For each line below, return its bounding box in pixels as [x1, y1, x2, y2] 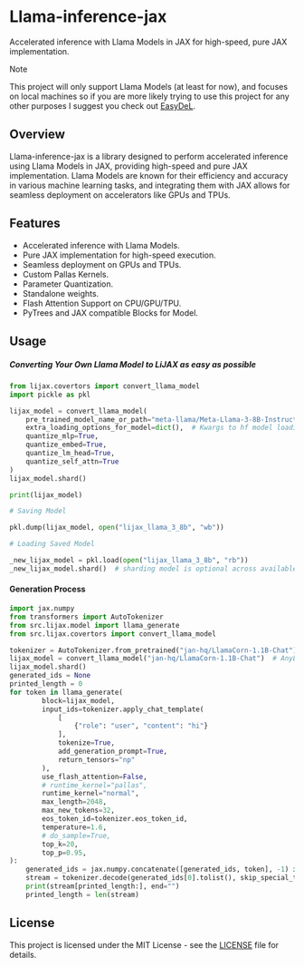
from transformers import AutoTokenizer [9, 612, 165, 621]
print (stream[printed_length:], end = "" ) [25, 882, 180, 891]
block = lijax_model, [42, 696, 116, 705]
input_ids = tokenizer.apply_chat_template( [42, 705, 204, 714]
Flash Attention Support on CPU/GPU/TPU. [22, 298, 182, 308]
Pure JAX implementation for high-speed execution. [22, 249, 217, 260]
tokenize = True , [57, 738, 116, 747]
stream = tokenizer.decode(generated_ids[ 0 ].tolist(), [25, 874, 237, 883]
